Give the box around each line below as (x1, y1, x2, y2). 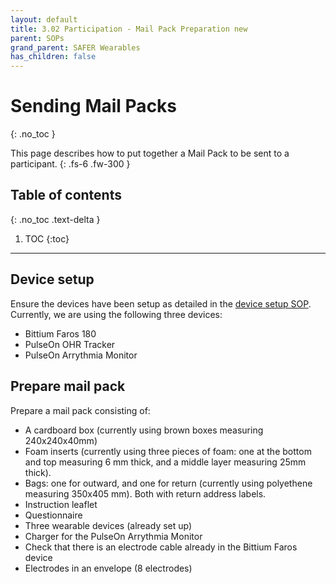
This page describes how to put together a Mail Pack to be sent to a (10, 147, 290, 160)
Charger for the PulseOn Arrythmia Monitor (24, 530, 203, 542)
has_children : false (10, 52, 97, 62)
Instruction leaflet (24, 498, 98, 510)
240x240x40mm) (24, 434, 98, 446)
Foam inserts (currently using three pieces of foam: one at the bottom (24, 445, 312, 457)
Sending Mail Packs (10, 95, 178, 118)
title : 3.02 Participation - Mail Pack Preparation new (10, 24, 248, 34)
